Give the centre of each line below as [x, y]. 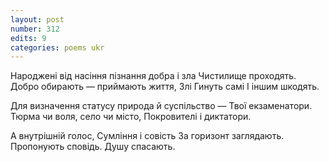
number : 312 [35, 29]
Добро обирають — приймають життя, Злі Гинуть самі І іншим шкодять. [165, 87]
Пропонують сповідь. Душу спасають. [93, 147]
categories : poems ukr [57, 47]
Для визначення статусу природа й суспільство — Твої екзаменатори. [161, 106]
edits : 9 [28, 38]
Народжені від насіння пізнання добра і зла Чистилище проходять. [153, 76]
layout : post [37, 19]
